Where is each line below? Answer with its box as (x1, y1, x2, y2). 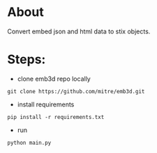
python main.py (7, 139, 52, 146)
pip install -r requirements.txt (7, 113, 105, 120)
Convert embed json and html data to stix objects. (7, 27, 151, 35)
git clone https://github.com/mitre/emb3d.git (7, 88, 145, 95)
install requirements (17, 100, 75, 108)
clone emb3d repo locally (17, 74, 91, 83)
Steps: (7, 51, 46, 67)
